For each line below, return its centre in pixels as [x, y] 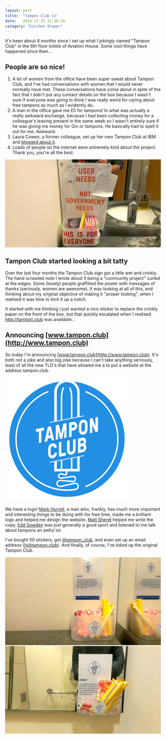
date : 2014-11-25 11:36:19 [35, 21]
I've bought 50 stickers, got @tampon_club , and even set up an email [76, 540]
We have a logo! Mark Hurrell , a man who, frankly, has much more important [83, 509]
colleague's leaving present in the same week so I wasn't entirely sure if [85, 121]
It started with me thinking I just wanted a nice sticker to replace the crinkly [82, 309]
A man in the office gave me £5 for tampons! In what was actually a [81, 110]
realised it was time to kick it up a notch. [46, 299]
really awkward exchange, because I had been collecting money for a [83, 116]
